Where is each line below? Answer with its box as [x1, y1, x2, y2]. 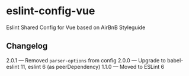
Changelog [6, 41, 48, 51]
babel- [166, 56, 184, 64]
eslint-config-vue [6, 4, 95, 18]
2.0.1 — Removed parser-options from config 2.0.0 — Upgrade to [6, 56, 166, 64]
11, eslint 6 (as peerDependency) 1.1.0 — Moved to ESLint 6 [20, 63, 165, 70]
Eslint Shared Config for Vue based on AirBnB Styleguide [6, 24, 146, 31]
